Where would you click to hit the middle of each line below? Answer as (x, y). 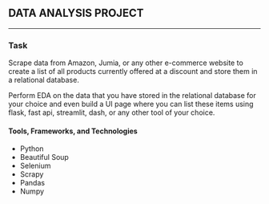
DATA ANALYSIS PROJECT (76, 13)
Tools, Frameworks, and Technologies (73, 131)
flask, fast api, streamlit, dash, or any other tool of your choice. (112, 112)
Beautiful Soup (44, 157)
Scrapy (32, 174)
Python (32, 149)
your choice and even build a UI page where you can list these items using (131, 104)
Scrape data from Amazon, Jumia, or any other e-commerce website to (126, 63)
